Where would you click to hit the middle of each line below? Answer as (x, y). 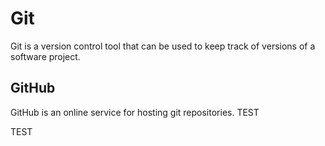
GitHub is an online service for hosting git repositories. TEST (135, 112)
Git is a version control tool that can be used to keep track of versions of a (163, 46)
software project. (45, 56)
